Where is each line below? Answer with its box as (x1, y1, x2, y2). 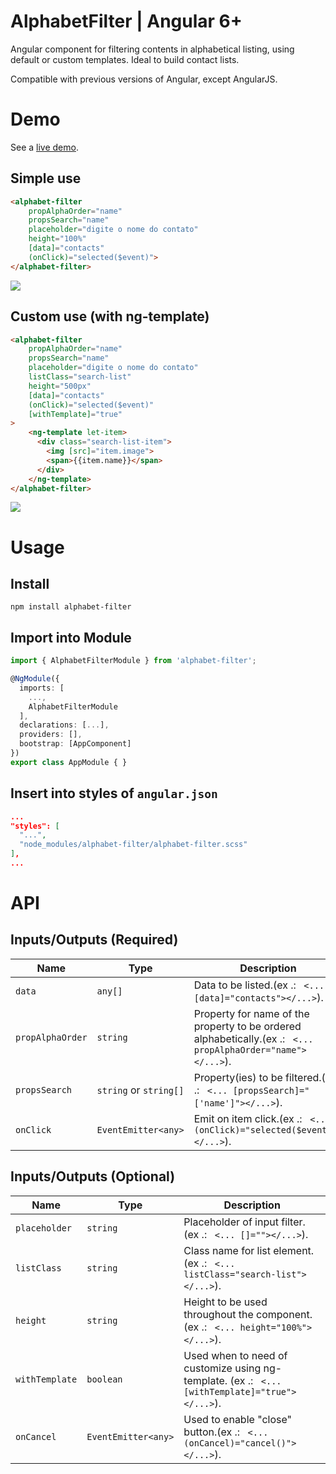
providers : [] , (19, 730, 83, 740)
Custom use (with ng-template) (10, 308, 210, 325)
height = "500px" (28, 381, 92, 391)
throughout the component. (183, 1307, 313, 1321)
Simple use (10, 170, 82, 187)
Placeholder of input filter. (183, 1215, 306, 1229)
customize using (183, 1361, 262, 1375)
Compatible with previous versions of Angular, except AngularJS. (10, 73, 278, 85)
